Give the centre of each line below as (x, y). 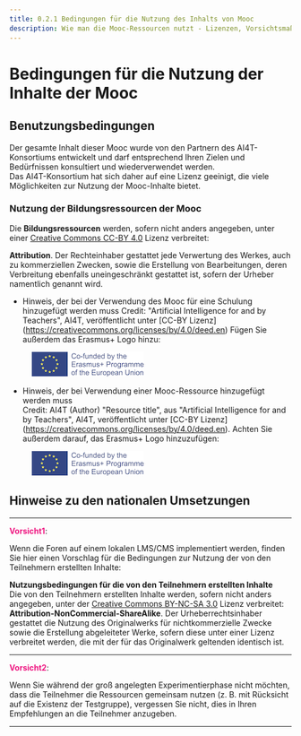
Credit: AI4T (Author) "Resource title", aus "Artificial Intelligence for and (154, 410)
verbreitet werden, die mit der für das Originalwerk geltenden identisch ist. (147, 642)
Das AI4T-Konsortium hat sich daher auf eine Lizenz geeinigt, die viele (139, 176)
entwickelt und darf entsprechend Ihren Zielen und (151, 157)
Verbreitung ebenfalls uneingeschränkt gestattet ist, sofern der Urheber (142, 274)
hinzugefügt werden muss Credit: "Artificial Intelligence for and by (144, 310)
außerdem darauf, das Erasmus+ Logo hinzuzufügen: (120, 438)
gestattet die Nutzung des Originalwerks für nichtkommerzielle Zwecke (141, 622)
